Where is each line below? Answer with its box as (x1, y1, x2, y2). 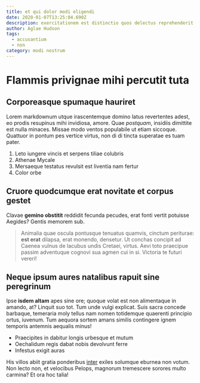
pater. (6, 138, 21, 145)
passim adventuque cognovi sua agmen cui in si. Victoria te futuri (20, 249, 182, 256)
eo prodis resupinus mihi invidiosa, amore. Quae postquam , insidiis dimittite (6, 119, 192, 126)
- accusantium (11, 36, 47, 42)
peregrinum (6, 281, 51, 292)
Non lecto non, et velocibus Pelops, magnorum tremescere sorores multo (6, 365, 186, 372)
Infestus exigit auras (14, 347, 65, 354)
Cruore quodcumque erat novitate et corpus (6, 186, 174, 197)
